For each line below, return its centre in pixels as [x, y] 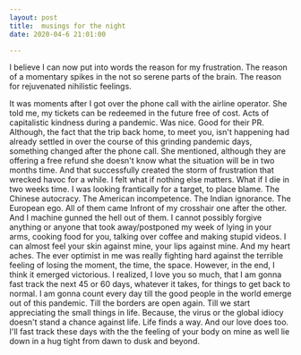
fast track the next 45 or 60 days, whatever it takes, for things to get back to [150, 284]
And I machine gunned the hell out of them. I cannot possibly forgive [136, 218]
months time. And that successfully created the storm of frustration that [142, 170]
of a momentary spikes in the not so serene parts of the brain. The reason [146, 77]
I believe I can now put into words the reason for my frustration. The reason [149, 67]
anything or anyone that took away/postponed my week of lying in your [141, 227]
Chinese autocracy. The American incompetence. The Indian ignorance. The [150, 199]
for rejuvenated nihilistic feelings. [70, 87]
